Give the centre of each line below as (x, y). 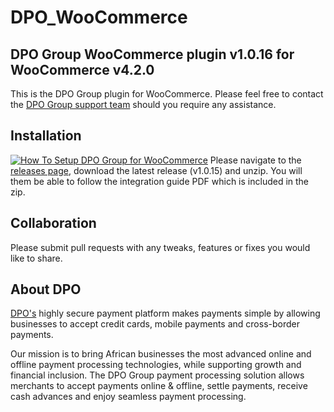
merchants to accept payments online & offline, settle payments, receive (159, 386)
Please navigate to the (255, 160)
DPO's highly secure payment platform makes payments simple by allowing (165, 313)
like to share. (36, 258)
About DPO (46, 289)
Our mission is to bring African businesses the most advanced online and (161, 354)
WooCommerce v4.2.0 (82, 69)
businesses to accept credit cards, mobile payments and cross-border (155, 324)
